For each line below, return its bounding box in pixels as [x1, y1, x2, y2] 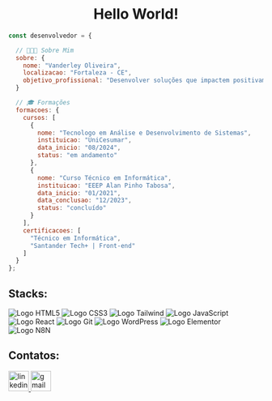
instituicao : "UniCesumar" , [37, 136, 132, 144]
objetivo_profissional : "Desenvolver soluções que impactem [23, 76, 230, 85]
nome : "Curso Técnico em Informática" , [37, 173, 172, 182]
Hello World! [93, 5, 179, 23]
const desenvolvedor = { [8, 32, 92, 40]
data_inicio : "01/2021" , [37, 189, 121, 197]
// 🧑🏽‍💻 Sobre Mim [15, 46, 74, 54]
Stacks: [8, 287, 49, 301]
